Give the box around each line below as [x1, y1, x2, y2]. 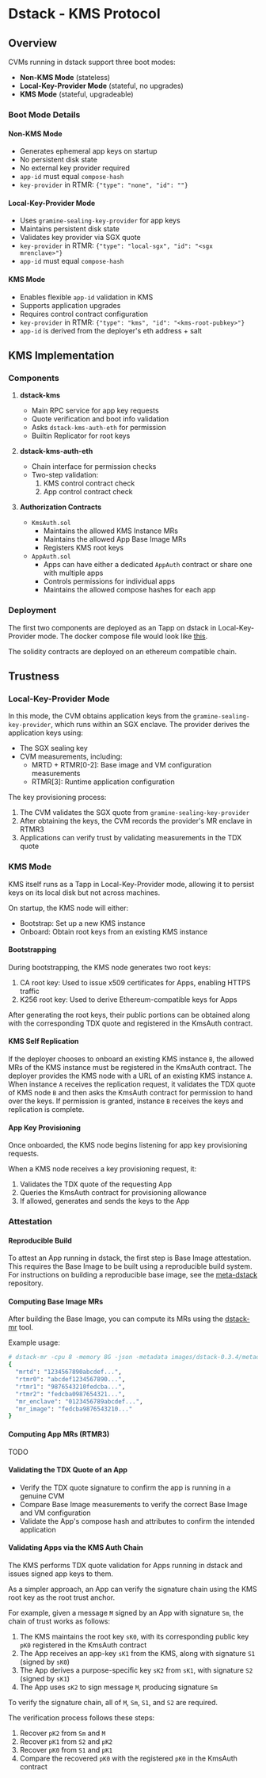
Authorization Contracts [19, 502, 102, 512]
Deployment [8, 605, 57, 616]
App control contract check [43, 487, 133, 497]
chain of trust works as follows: [8, 1616, 111, 1626]
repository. [8, 1278, 44, 1288]
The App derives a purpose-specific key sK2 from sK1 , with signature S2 [19, 1665, 253, 1675]
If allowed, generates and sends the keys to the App [19, 1197, 190, 1206]
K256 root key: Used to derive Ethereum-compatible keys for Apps [19, 995, 237, 1004]
